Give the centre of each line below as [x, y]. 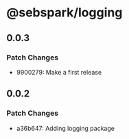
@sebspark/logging [64, 13]
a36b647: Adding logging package [65, 128]
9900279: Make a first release [59, 72]
